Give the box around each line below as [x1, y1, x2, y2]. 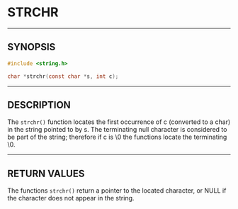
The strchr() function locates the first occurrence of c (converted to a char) [7, 118, 231, 126]
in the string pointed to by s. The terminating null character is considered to [7, 125, 227, 134]
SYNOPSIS [7, 41, 56, 53]
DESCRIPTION [7, 98, 71, 111]
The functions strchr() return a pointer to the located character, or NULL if [7, 186, 227, 195]
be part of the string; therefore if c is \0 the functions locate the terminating [7, 132, 227, 142]
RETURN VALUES [7, 167, 85, 179]
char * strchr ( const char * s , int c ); [7, 72, 119, 80]
